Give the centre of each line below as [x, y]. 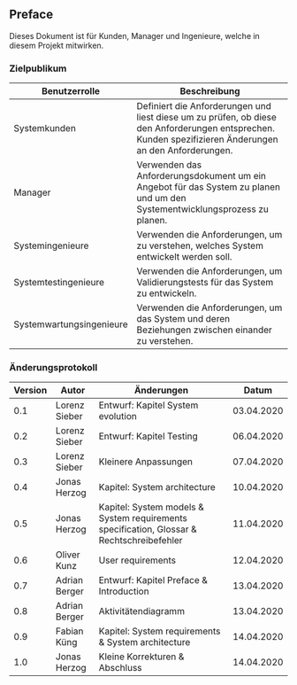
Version [30, 391]
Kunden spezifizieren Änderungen [207, 139]
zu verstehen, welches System [200, 245]
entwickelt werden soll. [184, 257]
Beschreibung [210, 91]
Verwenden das [169, 165]
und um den [161, 198]
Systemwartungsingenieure [71, 324]
